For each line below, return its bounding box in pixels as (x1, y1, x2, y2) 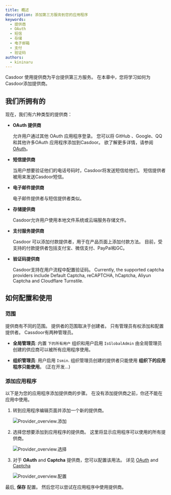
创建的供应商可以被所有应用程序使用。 (12, 346, 93, 352)
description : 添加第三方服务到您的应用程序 (5, 12, 88, 17)
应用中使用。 (5, 397, 32, 403)
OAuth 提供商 (12, 122, 42, 128)
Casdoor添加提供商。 (5, 80, 50, 87)
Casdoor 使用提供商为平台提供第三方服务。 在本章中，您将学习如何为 (5, 74, 151, 80)
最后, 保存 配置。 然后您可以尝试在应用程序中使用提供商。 (5, 484, 126, 490)
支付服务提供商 (12, 228, 44, 234)
